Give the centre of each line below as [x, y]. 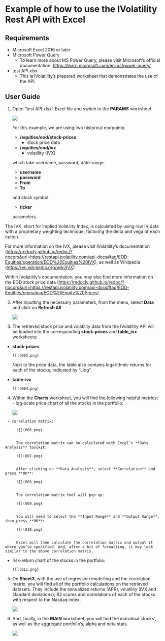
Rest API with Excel [45, 20]
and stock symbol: [31, 197]
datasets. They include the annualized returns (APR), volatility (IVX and [84, 589]
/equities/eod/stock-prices [48, 137]
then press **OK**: [25, 521]
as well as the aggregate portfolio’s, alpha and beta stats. [70, 624]
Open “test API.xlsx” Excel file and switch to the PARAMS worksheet [82, 109]
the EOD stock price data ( [32, 282]
